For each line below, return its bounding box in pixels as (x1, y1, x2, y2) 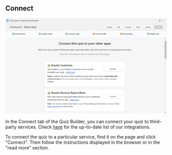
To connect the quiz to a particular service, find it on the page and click (5, 134, 156, 140)
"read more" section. (5, 144, 50, 150)
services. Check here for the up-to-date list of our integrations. (17, 124, 151, 130)
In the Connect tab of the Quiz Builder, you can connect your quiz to (5, 118, 149, 124)
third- (149, 118, 162, 124)
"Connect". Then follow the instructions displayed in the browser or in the (5, 139, 160, 145)
